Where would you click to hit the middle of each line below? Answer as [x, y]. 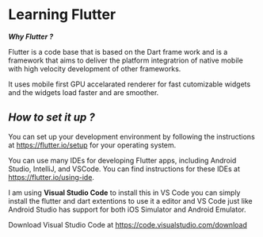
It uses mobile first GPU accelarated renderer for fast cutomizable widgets [130, 84]
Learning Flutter [62, 15]
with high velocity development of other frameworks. [95, 68]
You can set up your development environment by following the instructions [131, 136]
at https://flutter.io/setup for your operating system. [92, 145]
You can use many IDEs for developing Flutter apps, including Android [122, 160]
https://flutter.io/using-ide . [51, 177]
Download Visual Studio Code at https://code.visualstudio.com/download [128, 224]
